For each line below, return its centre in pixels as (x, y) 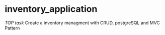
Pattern (12, 28)
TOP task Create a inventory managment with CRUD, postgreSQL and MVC (82, 23)
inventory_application (51, 9)
